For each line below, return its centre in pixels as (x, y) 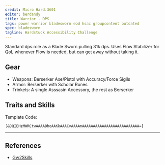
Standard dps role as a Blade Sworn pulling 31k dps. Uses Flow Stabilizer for (82, 47)
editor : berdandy (23, 14)
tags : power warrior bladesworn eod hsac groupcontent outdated (72, 23)
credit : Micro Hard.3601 (30, 10)
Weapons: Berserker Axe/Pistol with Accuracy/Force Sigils (71, 79)
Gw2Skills (22, 158)
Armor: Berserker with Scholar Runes (50, 84)
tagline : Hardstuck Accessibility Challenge (51, 33)
